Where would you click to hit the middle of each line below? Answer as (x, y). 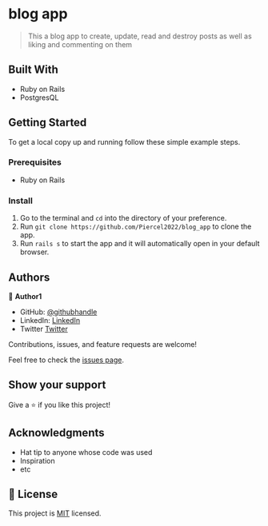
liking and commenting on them (80, 44)
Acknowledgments (57, 433)
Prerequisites (35, 162)
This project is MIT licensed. (55, 513)
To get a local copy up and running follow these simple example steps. (124, 141)
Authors (29, 277)
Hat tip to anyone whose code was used (86, 452)
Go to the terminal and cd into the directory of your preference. (123, 218)
